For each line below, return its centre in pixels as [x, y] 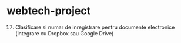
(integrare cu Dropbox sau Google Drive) [64, 33]
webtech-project [48, 11]
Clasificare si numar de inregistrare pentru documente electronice [95, 27]
